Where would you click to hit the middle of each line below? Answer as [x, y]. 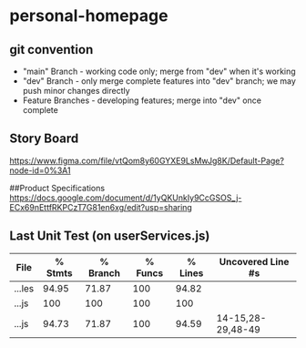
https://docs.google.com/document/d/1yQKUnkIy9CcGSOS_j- [126, 198]
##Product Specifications [57, 188]
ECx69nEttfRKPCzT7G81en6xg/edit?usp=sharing [101, 207]
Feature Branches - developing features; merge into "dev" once [142, 100]
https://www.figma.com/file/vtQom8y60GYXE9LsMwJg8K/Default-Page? [147, 160]
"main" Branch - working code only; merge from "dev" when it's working [159, 71]
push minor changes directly [76, 91]
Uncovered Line [254, 261]
